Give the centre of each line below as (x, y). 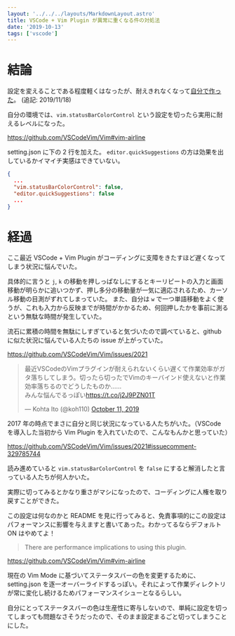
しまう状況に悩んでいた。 (44, 267)
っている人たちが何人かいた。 (50, 477)
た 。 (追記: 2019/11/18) (39, 100)
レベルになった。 (44, 124)
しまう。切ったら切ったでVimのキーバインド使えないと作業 (140, 378)
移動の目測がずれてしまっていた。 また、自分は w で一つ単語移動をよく (115, 299)
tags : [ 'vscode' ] (33, 33)
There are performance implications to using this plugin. (106, 548)
